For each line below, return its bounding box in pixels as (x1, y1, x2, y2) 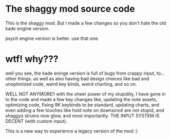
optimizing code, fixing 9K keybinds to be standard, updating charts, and (5, 102, 160, 108)
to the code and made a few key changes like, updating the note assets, (5, 96, 158, 102)
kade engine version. (5, 25, 50, 31)
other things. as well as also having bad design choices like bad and (5, 75, 149, 82)
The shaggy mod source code (5, 3, 135, 15)
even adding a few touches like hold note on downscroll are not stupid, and (5, 107, 164, 113)
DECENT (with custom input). (5, 118, 68, 124)
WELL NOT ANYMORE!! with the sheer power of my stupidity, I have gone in (5, 90, 166, 97)
